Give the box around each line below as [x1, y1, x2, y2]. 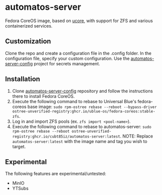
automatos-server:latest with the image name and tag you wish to [12, 138, 147, 144]
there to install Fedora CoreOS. [12, 93, 75, 99]
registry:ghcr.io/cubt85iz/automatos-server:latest [12, 134, 120, 139]
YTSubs [12, 186, 28, 192]
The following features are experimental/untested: [5, 171, 107, 177]
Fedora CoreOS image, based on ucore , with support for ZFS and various [5, 18, 153, 24]
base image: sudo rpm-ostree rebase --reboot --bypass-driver [27, 104, 157, 110]
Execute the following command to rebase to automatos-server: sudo [12, 123, 152, 129]
